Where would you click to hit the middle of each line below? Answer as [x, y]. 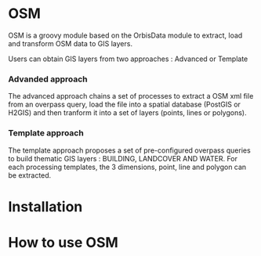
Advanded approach [48, 79]
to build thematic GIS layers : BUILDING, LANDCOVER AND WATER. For [123, 158]
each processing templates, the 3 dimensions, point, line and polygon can [127, 167]
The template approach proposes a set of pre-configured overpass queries [129, 150]
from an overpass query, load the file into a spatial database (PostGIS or [125, 105]
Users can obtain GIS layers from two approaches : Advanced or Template [128, 59]
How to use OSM [63, 242]
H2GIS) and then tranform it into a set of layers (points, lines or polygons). [127, 113]
